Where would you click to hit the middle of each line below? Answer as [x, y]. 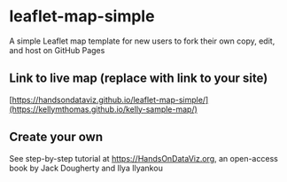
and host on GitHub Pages [57, 50]
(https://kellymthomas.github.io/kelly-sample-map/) [103, 109]
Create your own [56, 137]
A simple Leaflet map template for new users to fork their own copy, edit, [142, 41]
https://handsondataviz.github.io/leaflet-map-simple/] [110, 99]
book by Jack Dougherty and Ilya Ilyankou [86, 168]
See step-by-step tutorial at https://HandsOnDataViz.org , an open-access [144, 158]
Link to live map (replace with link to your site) [139, 79]
